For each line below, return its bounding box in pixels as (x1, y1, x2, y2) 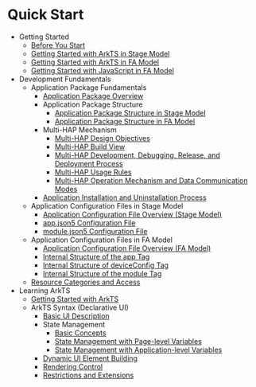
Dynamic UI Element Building (42, 353, 138, 363)
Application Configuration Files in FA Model (30, 235, 173, 244)
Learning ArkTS (18, 285, 71, 295)
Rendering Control (42, 362, 103, 371)
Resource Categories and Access (30, 277, 141, 287)
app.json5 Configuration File (42, 217, 136, 228)
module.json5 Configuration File (42, 226, 148, 236)
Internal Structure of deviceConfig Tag (42, 260, 169, 270)
